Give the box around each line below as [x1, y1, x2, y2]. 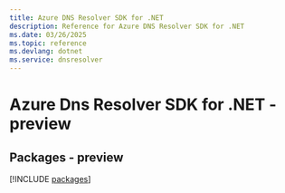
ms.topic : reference [9, 38, 88, 48]
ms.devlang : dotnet [9, 47, 83, 56]
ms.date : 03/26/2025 [9, 30, 88, 39]
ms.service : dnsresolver [9, 55, 103, 64]
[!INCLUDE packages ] [9, 174, 91, 184]
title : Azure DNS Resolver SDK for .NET [9, 13, 165, 23]
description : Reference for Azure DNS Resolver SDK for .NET [9, 22, 245, 31]
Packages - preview [9, 150, 124, 165]
